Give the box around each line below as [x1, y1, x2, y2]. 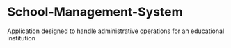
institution [7, 34, 36, 42]
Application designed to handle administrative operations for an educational [7, 27, 225, 35]
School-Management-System [7, 4, 183, 20]
